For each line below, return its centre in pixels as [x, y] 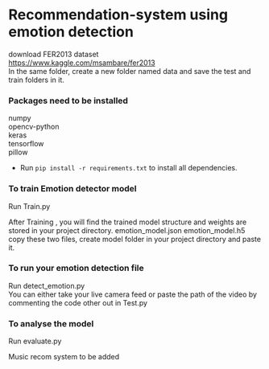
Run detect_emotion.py [47, 285]
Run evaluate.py [35, 341]
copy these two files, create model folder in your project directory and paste [135, 239]
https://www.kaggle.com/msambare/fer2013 [82, 63]
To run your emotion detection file [77, 269]
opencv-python [34, 127]
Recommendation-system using [118, 15]
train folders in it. [36, 80]
